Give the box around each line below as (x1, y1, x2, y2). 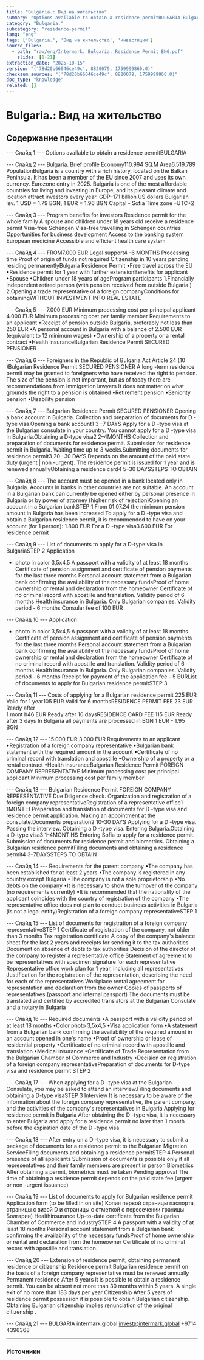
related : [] (6, 83, 36, 89)
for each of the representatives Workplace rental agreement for (6, 978, 165, 985)
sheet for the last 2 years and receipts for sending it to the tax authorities (6, 939, 189, 946)
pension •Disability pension (6, 396, 75, 402)
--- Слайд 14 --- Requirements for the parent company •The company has (6, 862, 193, 870)
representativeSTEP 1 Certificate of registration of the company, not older (6, 926, 190, 933)
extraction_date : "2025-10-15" (6, 60, 86, 66)
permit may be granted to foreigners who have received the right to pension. (6, 369, 198, 377)
